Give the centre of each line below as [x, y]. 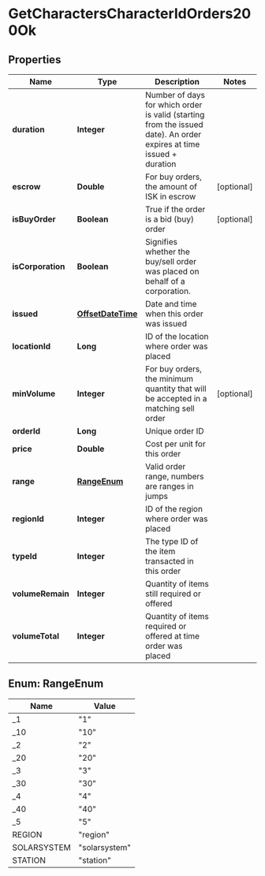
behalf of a [165, 281]
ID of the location [177, 336]
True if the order [175, 209]
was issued [166, 324]
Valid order [166, 466]
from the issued [174, 125]
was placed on [172, 271]
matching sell [170, 408]
